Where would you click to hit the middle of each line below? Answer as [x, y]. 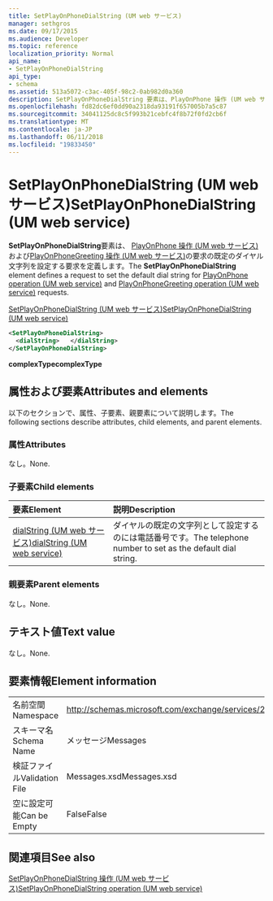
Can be [35, 816]
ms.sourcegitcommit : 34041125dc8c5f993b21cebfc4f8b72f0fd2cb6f [118, 115]
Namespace [36, 716]
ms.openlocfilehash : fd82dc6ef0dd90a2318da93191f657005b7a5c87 [118, 107]
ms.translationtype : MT [49, 122]
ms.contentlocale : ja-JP [50, 129]
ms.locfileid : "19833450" [52, 144]
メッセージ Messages [106, 741]
